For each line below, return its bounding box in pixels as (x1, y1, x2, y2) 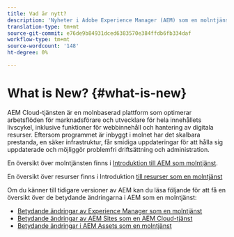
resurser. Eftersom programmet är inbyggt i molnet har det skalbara (7, 130, 201, 139)
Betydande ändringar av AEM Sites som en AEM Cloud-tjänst (17, 214, 193, 222)
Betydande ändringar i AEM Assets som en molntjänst (17, 221, 172, 230)
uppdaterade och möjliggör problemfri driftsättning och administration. (7, 145, 210, 153)
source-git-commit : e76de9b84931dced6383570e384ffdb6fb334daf (7, 29, 192, 37)
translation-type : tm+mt (7, 23, 79, 30)
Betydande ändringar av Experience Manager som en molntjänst (17, 206, 203, 215)
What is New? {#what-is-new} (7, 85, 187, 101)
